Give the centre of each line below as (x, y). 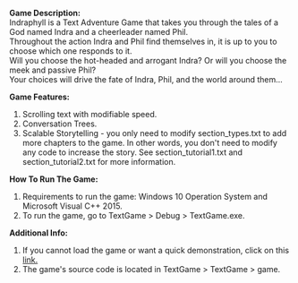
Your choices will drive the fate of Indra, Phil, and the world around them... (146, 79)
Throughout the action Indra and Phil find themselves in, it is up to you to (143, 41)
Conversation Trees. (60, 124)
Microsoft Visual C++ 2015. (72, 206)
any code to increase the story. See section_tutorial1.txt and (132, 152)
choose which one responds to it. (71, 51)
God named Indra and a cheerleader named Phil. (99, 32)
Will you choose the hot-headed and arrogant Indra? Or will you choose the (148, 60)
